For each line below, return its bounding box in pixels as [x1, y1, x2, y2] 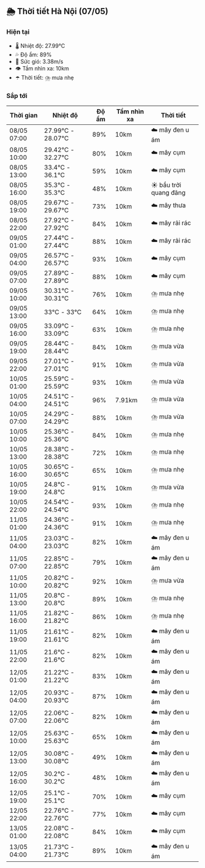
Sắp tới [6, 91, 27, 100]
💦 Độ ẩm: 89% [15, 51, 52, 58]
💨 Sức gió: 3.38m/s [15, 58, 63, 65]
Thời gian [10, 111, 38, 119]
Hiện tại [6, 28, 30, 36]
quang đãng [151, 188, 186, 197]
